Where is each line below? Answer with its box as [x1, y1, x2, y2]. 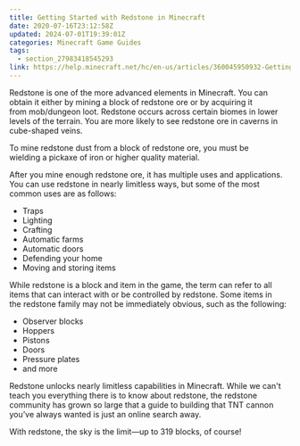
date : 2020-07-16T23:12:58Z [9, 21, 114, 30]
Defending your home [21, 252, 103, 263]
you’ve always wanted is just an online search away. [9, 409, 202, 419]
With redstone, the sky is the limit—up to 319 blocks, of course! [9, 425, 242, 437]
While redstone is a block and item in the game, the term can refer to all [9, 279, 272, 290]
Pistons [21, 334, 51, 345]
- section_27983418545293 [17, 54, 114, 63]
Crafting [21, 224, 53, 235]
